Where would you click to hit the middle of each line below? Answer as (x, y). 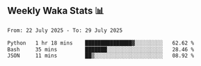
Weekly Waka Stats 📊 (56, 11)
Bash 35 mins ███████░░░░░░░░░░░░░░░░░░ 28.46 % (101, 49)
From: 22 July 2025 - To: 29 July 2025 (65, 30)
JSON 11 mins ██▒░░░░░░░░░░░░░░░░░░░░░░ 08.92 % (101, 56)
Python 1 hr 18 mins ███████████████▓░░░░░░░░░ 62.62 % (101, 43)
